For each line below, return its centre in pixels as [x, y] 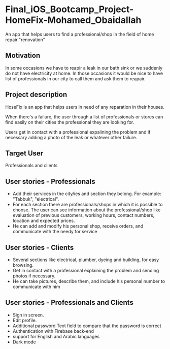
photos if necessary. [34, 276]
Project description [36, 95]
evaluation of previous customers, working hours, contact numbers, [83, 215]
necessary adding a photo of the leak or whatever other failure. [71, 137]
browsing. [23, 265]
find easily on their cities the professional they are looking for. [70, 122]
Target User [24, 153]
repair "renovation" [25, 40]
